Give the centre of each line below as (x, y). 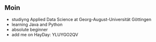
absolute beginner (29, 29)
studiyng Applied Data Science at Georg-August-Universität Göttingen (81, 19)
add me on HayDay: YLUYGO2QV (45, 34)
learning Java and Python (37, 24)
